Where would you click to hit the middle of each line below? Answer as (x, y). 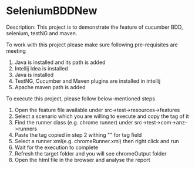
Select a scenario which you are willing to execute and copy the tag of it (102, 116)
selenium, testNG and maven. (42, 33)
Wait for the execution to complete (56, 147)
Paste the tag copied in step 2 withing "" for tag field (78, 135)
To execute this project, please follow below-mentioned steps (81, 99)
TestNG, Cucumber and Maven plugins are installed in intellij (87, 81)
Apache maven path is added (50, 87)
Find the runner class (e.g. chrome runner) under (74, 122)
